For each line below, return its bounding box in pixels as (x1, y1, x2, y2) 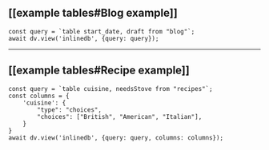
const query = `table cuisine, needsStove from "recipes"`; (8, 85, 214, 93)
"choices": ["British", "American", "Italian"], (37, 112, 203, 120)
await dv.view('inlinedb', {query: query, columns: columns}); (8, 133, 224, 142)
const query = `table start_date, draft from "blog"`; (8, 27, 195, 35)
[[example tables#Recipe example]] (8, 64, 190, 77)
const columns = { (8, 92, 70, 100)
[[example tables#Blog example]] (8, 6, 178, 20)
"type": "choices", (37, 105, 102, 114)
